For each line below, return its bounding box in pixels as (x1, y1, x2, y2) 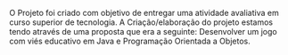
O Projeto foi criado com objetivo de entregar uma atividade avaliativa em (9, 8, 279, 18)
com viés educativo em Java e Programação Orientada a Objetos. (9, 35, 251, 46)
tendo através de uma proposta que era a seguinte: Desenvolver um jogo (9, 27, 278, 36)
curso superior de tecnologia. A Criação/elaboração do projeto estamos (9, 17, 274, 27)
